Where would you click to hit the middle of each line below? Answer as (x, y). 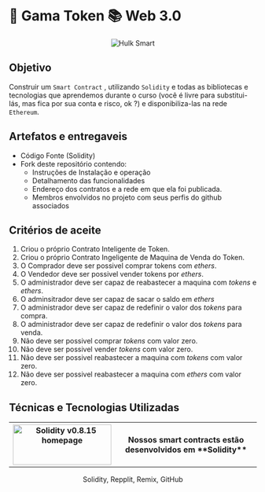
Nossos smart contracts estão (186, 440)
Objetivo (30, 68)
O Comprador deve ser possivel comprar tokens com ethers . (118, 266)
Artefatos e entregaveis (68, 136)
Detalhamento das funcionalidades (88, 180)
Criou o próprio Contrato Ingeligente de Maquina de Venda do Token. (132, 258)
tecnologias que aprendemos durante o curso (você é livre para (112, 95)
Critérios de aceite (55, 230)
